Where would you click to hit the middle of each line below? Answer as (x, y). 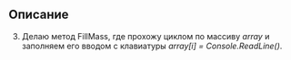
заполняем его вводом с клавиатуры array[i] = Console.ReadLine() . (152, 46)
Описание (39, 15)
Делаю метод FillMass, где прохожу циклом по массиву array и (145, 36)
